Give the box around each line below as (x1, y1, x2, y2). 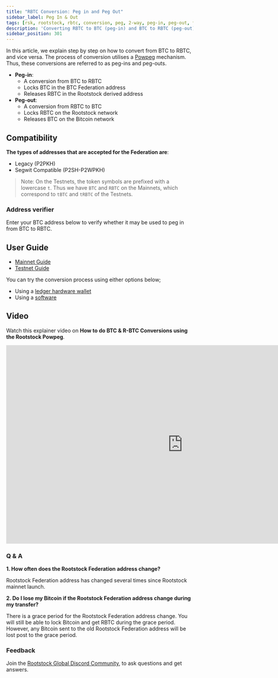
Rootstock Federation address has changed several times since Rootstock (6, 577, 187, 584)
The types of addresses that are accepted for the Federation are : (6, 148, 169, 155)
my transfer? (6, 601, 39, 608)
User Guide (6, 242, 49, 253)
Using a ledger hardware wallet (14, 288, 91, 295)
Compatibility (6, 133, 58, 143)
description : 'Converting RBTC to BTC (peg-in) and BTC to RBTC (6, 25, 169, 32)
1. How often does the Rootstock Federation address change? (6, 566, 161, 573)
